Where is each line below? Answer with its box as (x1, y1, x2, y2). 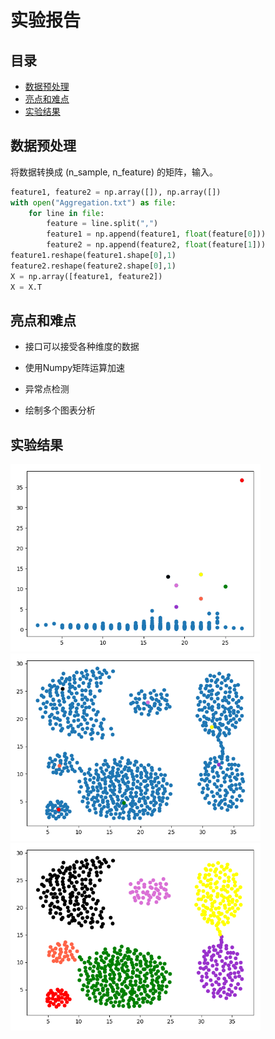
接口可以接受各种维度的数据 (24, 341, 140, 353)
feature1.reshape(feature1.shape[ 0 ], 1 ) (10, 251, 177, 261)
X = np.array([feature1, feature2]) (10, 271, 163, 281)
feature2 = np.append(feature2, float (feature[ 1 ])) (46, 240, 267, 250)
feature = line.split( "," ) (46, 219, 159, 229)
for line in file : (28, 208, 105, 218)
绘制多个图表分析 (24, 404, 96, 416)
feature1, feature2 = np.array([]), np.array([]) (10, 187, 222, 197)
